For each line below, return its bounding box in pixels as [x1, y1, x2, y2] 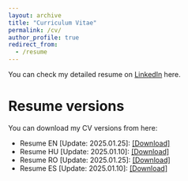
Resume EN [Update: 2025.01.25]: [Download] [19, 139, 171, 148]
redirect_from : [8, 41, 58, 49]
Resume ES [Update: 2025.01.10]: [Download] [19, 163, 168, 173]
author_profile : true [8, 33, 80, 42]
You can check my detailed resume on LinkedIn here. [8, 70, 182, 79]
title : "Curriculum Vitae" [8, 19, 97, 27]
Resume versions [8, 98, 125, 115]
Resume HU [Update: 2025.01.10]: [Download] [19, 146, 170, 156]
